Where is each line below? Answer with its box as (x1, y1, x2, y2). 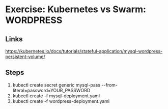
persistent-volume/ (5, 53, 45, 60)
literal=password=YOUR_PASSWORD (12, 87, 91, 93)
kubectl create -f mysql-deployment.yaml (12, 93, 100, 99)
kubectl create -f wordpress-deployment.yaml (12, 98, 110, 104)
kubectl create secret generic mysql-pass (12, 81, 101, 88)
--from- (101, 81, 118, 88)
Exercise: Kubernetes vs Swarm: (5, 4, 147, 15)
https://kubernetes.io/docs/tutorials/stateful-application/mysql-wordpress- (5, 48, 163, 54)
